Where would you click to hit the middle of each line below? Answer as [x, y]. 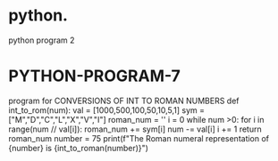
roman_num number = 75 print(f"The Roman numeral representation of [139, 138]
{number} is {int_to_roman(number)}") [79, 148]
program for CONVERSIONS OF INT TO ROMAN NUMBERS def [124, 101]
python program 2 [42, 40]
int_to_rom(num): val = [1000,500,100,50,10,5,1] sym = [107, 110]
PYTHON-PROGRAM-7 [94, 76]
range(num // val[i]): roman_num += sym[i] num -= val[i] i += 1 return [135, 129]
